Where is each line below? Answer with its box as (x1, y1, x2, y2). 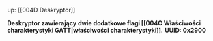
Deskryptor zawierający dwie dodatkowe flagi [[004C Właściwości (7, 19, 201, 27)
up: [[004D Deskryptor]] (7, 6, 76, 14)
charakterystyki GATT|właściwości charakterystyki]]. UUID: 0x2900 (7, 27, 207, 34)
